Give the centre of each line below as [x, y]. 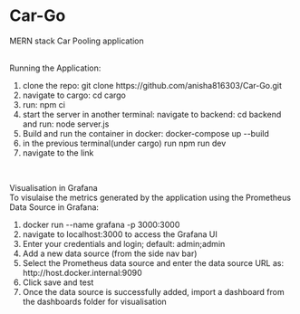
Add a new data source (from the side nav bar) [110, 253]
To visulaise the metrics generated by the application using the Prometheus [150, 197]
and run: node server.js [66, 124]
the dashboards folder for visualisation [95, 301]
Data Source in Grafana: [54, 207]
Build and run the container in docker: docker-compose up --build [146, 133]
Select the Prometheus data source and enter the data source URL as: [153, 262]
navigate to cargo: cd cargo [74, 95]
